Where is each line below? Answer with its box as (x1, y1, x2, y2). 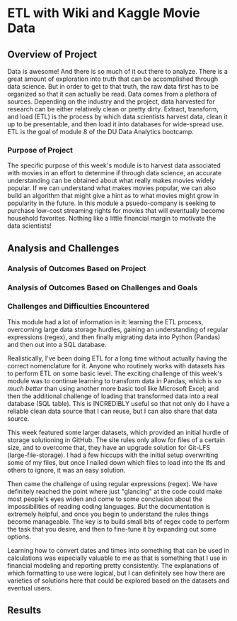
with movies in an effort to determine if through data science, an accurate (7, 169, 222, 177)
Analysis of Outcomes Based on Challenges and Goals (7, 282, 198, 292)
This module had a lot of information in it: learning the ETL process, (7, 317, 204, 326)
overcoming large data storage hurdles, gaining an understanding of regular (7, 325, 229, 334)
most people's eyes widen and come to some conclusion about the (7, 495, 203, 503)
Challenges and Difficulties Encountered (7, 302, 150, 312)
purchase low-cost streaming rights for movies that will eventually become (7, 207, 225, 215)
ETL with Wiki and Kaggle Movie (7, 5, 200, 21)
